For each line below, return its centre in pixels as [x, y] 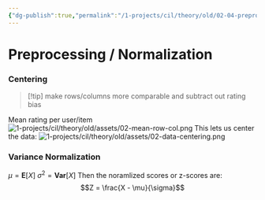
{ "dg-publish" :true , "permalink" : [63, 15]
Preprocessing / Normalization [110, 54]
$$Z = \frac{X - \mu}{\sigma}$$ [132, 188]
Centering [28, 79]
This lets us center [224, 128]
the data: [22, 137]
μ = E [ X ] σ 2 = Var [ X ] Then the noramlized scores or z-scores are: [115, 175]
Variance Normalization [54, 157]
